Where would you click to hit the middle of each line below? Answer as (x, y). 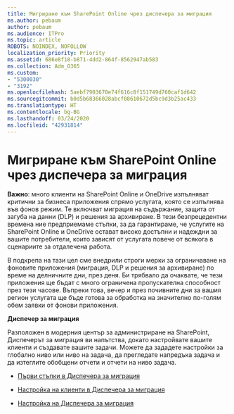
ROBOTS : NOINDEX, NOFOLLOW (47, 46)
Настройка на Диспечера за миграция (76, 403)
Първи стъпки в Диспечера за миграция (79, 376)
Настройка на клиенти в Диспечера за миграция (91, 390)
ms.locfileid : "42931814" (45, 125)
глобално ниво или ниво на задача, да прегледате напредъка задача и (113, 355)
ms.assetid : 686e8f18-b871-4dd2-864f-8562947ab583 (83, 60)
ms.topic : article (34, 40)
